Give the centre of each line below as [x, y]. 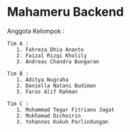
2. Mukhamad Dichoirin [48, 115]
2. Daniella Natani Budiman [56, 86]
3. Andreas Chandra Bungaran [57, 62]
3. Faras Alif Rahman [47, 91]
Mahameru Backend [66, 12]
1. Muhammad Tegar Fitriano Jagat [65, 110]
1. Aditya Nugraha [42, 80]
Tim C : [18, 104]
